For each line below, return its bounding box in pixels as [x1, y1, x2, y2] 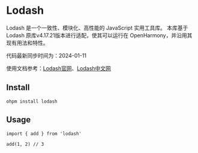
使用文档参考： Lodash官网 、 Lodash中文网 [6, 64, 111, 72]
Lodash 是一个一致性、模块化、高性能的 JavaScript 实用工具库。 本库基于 [6, 24, 188, 31]
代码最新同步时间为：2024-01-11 [6, 52, 87, 59]
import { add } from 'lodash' [6, 130, 82, 137]
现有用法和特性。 [6, 39, 49, 46]
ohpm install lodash [6, 98, 58, 104]
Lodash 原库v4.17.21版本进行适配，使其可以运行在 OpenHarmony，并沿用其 [6, 31, 193, 39]
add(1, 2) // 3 [6, 141, 44, 147]
